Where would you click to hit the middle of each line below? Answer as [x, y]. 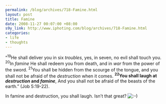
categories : [18, 33]
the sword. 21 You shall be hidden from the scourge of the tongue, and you [82, 69]
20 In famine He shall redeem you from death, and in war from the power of [82, 63]
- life [12, 38]
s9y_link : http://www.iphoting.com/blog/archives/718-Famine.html [76, 28]
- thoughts [17, 42]
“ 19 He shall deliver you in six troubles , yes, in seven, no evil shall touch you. [84, 57]
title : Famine [20, 19]
